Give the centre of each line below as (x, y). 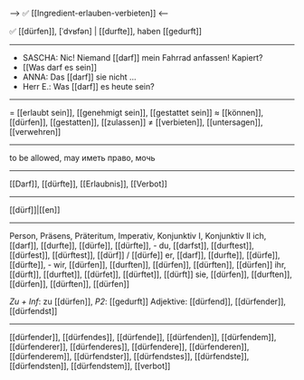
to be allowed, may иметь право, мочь (82, 158)
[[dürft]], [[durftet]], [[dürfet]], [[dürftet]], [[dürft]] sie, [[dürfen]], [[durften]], (151, 274)
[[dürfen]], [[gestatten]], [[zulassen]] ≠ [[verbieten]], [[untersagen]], (136, 122)
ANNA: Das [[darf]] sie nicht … (80, 77)
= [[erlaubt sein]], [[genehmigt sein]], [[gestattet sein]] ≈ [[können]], (137, 113)
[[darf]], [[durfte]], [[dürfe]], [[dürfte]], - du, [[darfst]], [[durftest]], (132, 245)
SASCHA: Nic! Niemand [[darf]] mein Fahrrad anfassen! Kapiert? (142, 57)
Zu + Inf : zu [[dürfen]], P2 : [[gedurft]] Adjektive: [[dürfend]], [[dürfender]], (148, 301)
